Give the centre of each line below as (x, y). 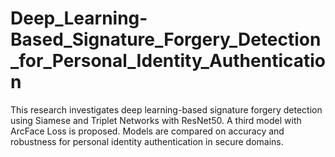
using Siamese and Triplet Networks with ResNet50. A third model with (156, 120)
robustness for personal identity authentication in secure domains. (147, 141)
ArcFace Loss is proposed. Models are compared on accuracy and (147, 131)
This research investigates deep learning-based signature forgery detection (166, 109)
